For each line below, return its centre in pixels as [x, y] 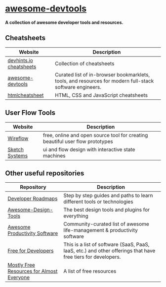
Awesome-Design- [30, 210]
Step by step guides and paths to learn [108, 196]
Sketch [16, 149]
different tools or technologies [98, 202]
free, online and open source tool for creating [95, 135]
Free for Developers [31, 251]
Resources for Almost [33, 271]
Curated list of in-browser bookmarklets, [103, 74]
